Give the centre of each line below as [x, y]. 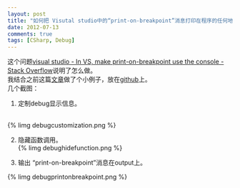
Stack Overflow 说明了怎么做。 [52, 70]
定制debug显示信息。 [49, 103]
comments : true [30, 34]
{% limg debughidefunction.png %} [70, 148]
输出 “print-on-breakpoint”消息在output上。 [82, 163]
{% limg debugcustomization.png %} [62, 125]
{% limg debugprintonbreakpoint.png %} [67, 177]
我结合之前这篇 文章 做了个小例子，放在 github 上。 [79, 80]
